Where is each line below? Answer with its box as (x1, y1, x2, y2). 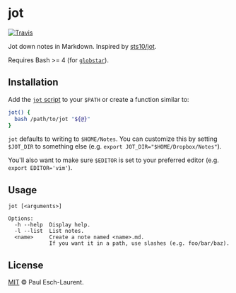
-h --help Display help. (14, 222, 91, 229)
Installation (8, 76, 59, 88)
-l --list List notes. (14, 228, 84, 235)
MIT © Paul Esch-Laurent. (8, 278, 84, 286)
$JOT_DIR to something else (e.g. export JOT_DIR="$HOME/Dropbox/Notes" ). (8, 142, 222, 151)
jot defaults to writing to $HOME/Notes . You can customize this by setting (8, 134, 218, 143)
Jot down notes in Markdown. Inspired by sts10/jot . (8, 42, 157, 50)
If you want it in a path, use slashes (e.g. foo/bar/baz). (49, 240, 230, 247)
